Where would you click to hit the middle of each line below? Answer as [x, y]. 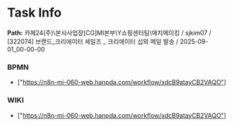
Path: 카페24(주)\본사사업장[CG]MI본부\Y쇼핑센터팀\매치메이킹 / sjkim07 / [110, 33]
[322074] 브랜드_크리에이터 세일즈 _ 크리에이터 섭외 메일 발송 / [93, 41]
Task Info [34, 13]
